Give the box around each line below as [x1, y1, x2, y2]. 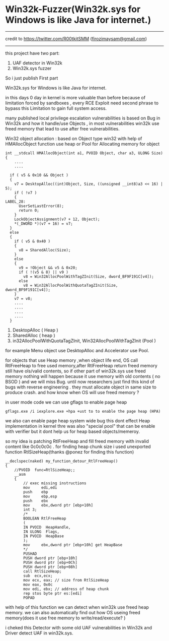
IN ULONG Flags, [23, 529, 59, 534]
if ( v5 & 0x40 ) [14, 238, 51, 244]
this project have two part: [5, 50, 60, 56]
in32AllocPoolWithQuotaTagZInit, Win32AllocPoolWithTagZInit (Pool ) [12, 338, 156, 344]
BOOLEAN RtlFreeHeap [23, 516, 66, 521]
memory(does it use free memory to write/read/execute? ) [5, 615, 126, 621]
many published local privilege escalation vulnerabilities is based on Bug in [5, 115, 160, 121]
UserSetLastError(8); [18, 203, 64, 209]
